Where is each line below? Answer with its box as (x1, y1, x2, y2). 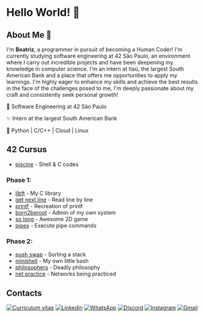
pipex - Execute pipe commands (15, 222, 97, 229)
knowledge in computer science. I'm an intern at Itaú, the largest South (6, 65, 185, 72)
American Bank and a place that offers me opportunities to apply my (6, 72, 178, 78)
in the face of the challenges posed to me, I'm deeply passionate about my (6, 85, 194, 92)
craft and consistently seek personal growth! (6, 91, 119, 98)
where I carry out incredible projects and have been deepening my (6, 59, 174, 66)
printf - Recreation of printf (15, 203, 83, 210)
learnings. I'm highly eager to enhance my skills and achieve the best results (6, 78, 198, 85)
